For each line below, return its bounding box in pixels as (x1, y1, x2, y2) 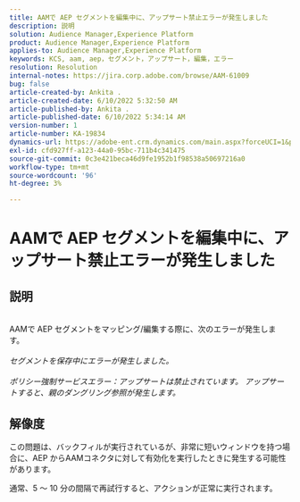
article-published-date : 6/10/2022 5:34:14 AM (9, 113, 186, 121)
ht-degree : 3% (9, 180, 62, 188)
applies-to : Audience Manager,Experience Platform (9, 46, 202, 55)
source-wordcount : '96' (9, 171, 98, 180)
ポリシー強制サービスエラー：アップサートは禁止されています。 (9, 376, 244, 387)
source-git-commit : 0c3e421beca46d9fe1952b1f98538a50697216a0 (9, 154, 246, 163)
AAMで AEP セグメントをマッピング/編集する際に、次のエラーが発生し (9, 323, 269, 335)
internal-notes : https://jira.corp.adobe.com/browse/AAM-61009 (9, 71, 250, 80)
